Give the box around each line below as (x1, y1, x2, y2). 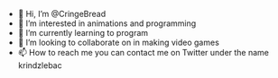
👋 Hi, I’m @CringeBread (17, 9, 107, 19)
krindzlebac (17, 60, 62, 71)
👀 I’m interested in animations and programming (17, 18, 197, 29)
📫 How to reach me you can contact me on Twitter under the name (17, 48, 269, 57)
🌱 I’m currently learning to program (17, 28, 149, 38)
